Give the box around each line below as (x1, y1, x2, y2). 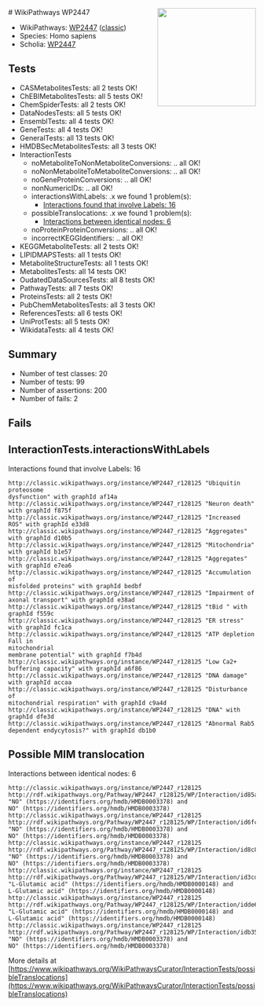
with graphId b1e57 (8, 547, 72, 556)
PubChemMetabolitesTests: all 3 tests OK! (19, 300, 156, 309)
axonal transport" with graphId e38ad (8, 596, 135, 604)
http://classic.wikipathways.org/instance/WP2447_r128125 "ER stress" (8, 616, 244, 624)
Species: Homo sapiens (19, 31, 97, 40)
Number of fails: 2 (19, 393, 79, 403)
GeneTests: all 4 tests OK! (19, 125, 104, 134)
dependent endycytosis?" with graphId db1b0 (8, 726, 156, 734)
